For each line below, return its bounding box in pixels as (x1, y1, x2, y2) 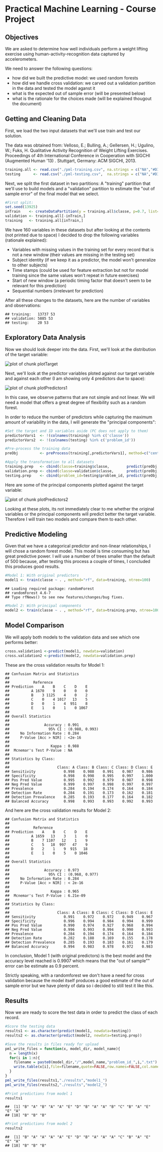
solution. (5, 132, 23, 139)
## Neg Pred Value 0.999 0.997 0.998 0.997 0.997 (5, 782, 153, 787)
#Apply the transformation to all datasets (5, 460, 95, 464)
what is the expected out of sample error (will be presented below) (12, 91, 146, 96)
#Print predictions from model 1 (5, 1091, 73, 1096)
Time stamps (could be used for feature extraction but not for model (12, 267, 149, 273)
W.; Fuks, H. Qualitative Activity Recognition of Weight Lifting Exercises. (5, 147, 148, 153)
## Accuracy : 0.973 (5, 868, 79, 872)
